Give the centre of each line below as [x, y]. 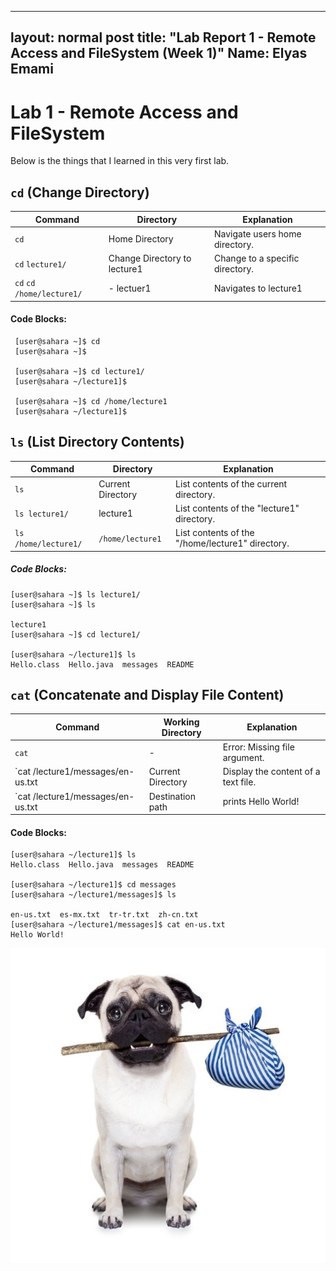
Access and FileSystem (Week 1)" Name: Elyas [159, 53]
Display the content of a [271, 772]
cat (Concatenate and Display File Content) [147, 695]
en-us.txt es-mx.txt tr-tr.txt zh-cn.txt [104, 915]
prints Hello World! [261, 802]
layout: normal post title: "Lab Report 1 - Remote [163, 37]
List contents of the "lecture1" [237, 508]
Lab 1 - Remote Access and [124, 112]
